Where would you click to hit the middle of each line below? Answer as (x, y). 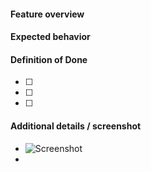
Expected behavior (50, 37)
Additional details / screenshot (76, 126)
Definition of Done (49, 59)
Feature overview (47, 14)
